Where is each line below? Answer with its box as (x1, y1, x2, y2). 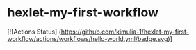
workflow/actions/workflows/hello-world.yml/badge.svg (7, 34, 168, 42)
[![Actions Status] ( (7, 27, 61, 36)
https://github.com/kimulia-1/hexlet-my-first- (60, 27, 190, 36)
